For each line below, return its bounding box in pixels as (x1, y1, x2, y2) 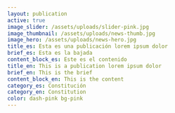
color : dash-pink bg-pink (7, 95, 83, 102)
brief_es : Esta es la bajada (7, 50, 93, 57)
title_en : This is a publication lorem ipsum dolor (7, 62, 162, 69)
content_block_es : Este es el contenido (7, 56, 128, 63)
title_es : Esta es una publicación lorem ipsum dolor (7, 43, 169, 50)
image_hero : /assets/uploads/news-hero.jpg (7, 36, 137, 44)
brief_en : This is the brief (7, 69, 93, 76)
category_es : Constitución (7, 82, 86, 89)
